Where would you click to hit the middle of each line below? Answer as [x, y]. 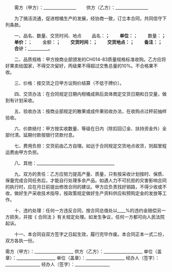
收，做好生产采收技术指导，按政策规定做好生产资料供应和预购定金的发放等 [84, 193]
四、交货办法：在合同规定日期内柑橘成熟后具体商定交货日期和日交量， [88, 94]
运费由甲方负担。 [23, 152]
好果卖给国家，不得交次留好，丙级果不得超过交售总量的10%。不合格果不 [82, 66]
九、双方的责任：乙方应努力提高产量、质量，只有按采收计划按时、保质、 [90, 174]
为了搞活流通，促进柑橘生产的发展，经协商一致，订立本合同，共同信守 [88, 18]
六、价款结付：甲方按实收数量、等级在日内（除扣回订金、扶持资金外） [88, 129]
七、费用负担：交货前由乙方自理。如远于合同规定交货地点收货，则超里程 [90, 146]
